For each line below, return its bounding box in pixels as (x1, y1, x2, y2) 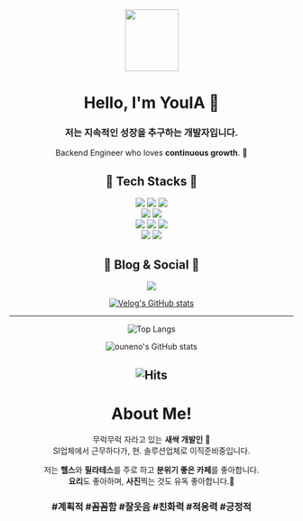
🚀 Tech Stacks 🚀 (105, 173, 198, 188)
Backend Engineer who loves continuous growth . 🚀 (55, 148, 248, 159)
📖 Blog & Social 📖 (103, 257, 200, 272)
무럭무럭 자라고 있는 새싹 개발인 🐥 (92, 434, 211, 445)
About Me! (111, 403, 192, 424)
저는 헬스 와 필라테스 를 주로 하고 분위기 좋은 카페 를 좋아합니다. (43, 464, 260, 476)
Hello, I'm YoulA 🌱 (83, 93, 220, 114)
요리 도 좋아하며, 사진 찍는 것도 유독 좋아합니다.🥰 (68, 476, 235, 487)
